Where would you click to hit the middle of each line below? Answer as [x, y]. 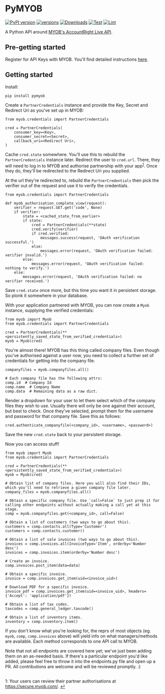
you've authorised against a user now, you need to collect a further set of [80, 356]
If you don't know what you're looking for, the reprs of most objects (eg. [78, 631]
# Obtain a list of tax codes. [37, 605]
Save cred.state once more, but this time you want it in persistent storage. [81, 290]
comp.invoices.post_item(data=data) [43, 566]
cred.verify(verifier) [55, 229]
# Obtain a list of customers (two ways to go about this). [68, 522]
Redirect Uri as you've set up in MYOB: [45, 110]
